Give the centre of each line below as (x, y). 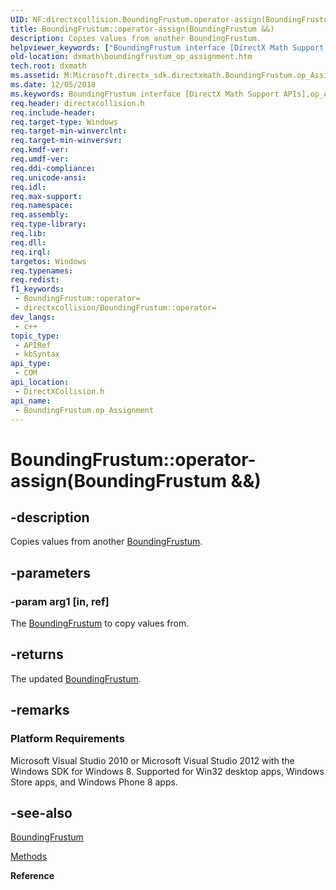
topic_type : (35, 336)
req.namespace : (42, 206)
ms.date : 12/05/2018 (53, 85)
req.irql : (31, 252)
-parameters (50, 572)
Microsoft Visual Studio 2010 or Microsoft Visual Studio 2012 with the (152, 760)
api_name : (31, 401)
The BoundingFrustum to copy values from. (100, 623)
